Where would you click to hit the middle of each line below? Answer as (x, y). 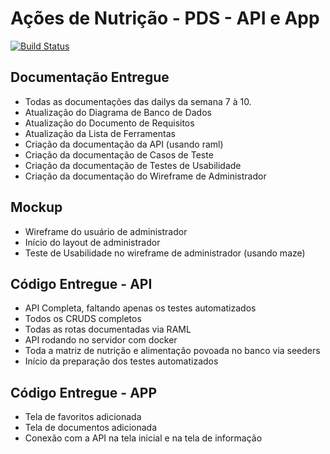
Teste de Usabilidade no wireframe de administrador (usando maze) (165, 253)
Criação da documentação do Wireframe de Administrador (145, 176)
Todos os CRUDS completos (83, 319)
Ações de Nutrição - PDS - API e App (165, 18)
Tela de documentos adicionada (91, 428)
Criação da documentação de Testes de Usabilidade (133, 165)
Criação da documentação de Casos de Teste (119, 154)
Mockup (36, 207)
